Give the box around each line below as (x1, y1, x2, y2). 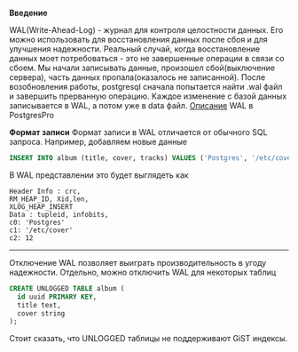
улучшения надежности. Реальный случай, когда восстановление (9, 44, 260, 54)
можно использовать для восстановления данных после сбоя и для (9, 35, 268, 44)
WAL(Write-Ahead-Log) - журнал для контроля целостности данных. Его (9, 25, 284, 35)
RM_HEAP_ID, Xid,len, (9, 195, 90, 204)
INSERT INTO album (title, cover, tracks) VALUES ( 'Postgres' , (9, 154, 248, 163)
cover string (17, 308, 66, 318)
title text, (17, 300, 62, 309)
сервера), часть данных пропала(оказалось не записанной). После (9, 72, 266, 83)
